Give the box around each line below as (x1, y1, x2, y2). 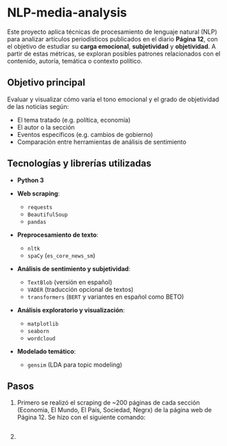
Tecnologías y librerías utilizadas (7, 158, 151, 169)
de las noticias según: (7, 102, 69, 111)
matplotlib (27, 320, 59, 328)
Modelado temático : (17, 347, 76, 355)
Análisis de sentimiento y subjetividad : (17, 264, 131, 273)
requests (27, 204, 53, 211)
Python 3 (17, 176, 45, 184)
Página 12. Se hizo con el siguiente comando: (17, 413, 146, 421)
